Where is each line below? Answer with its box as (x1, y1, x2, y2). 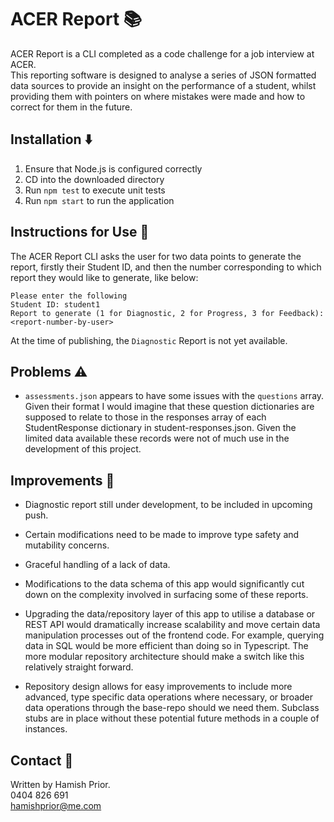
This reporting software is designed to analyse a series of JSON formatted (10, 69, 317, 81)
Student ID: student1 (10, 299, 101, 310)
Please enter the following (10, 291, 128, 301)
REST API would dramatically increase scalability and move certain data (24, 619, 321, 631)
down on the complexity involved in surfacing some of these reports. (24, 589, 309, 601)
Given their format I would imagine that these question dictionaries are (24, 401, 315, 413)
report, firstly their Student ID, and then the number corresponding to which (10, 261, 322, 273)
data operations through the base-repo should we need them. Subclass (24, 702, 320, 714)
